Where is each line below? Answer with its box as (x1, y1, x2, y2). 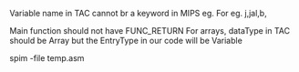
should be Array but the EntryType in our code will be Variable (9, 36, 243, 46)
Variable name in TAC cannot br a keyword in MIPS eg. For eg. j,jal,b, (9, 8, 267, 18)
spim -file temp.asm (9, 53, 85, 63)
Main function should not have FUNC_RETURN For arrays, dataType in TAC (9, 26, 290, 36)
